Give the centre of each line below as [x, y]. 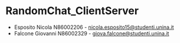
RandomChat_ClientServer [72, 11]
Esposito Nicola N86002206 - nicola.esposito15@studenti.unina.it [94, 27]
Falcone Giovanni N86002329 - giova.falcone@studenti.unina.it [91, 33]
